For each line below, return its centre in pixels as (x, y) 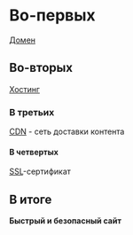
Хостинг (24, 89)
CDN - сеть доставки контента (67, 132)
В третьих (32, 112)
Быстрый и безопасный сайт (66, 221)
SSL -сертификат (40, 172)
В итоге (31, 199)
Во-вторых (41, 68)
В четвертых (34, 152)
